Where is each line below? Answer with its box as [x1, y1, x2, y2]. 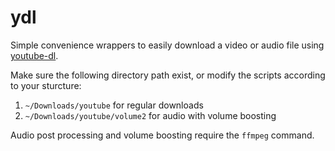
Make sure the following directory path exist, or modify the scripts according [10, 69, 326, 81]
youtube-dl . [10, 49, 59, 61]
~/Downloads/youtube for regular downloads [24, 99, 204, 111]
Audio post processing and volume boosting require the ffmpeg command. [10, 129, 315, 141]
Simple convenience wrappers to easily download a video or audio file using [10, 39, 325, 51]
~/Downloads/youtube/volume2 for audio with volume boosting [24, 109, 277, 121]
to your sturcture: [10, 79, 82, 91]
